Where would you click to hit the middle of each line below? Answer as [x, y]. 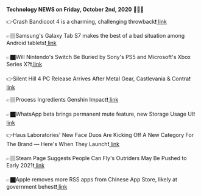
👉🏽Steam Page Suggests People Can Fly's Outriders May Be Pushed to [97, 158]
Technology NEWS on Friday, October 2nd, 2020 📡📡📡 [75, 9]
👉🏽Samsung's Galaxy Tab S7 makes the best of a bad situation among [96, 36]
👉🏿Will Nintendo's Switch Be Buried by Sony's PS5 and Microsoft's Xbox [98, 57]
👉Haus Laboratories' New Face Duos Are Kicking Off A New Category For [100, 135]
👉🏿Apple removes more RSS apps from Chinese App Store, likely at [92, 179]
